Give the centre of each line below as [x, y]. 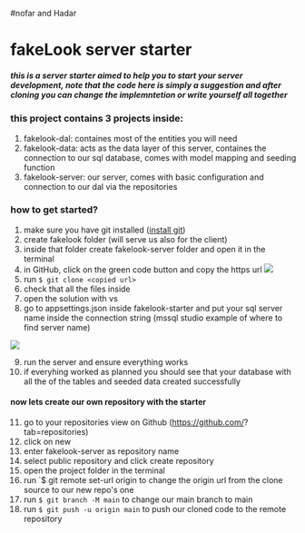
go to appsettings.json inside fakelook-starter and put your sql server [153, 308]
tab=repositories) [56, 432]
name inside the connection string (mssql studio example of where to [153, 318]
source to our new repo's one [79, 490]
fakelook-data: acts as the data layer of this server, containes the [145, 148]
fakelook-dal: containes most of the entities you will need [130, 138]
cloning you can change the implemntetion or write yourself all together [149, 94]
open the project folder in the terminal [94, 470]
